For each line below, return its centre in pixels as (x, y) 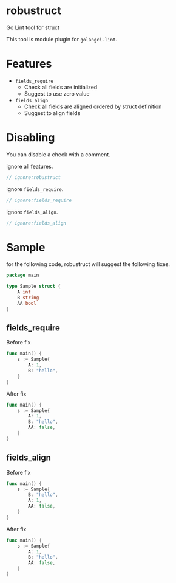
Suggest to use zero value (57, 93)
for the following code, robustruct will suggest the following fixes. (88, 264)
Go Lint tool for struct (33, 27)
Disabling (31, 138)
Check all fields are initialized (61, 87)
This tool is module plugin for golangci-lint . (62, 39)
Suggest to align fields (52, 113)
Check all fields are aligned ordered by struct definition (93, 106)
